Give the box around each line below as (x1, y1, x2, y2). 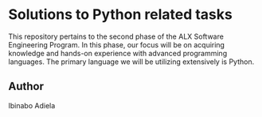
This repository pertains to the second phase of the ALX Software (8, 32, 225, 41)
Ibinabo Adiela (8, 100, 56, 110)
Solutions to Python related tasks (8, 6, 233, 24)
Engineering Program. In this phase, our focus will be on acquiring (8, 40, 225, 49)
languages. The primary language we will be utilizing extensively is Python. (8, 57, 255, 66)
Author (8, 80, 44, 93)
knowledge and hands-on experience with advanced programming (8, 48, 228, 58)
